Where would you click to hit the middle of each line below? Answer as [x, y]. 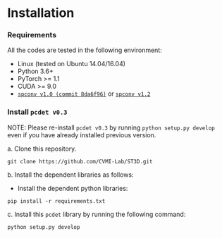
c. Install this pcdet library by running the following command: [97, 214]
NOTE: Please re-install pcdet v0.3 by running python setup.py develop [111, 127]
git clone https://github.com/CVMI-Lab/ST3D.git [80, 161]
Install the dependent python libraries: [73, 188]
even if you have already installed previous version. [82, 134]
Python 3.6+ [36, 71]
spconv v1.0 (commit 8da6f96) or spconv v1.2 [84, 94]
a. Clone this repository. [42, 149]
